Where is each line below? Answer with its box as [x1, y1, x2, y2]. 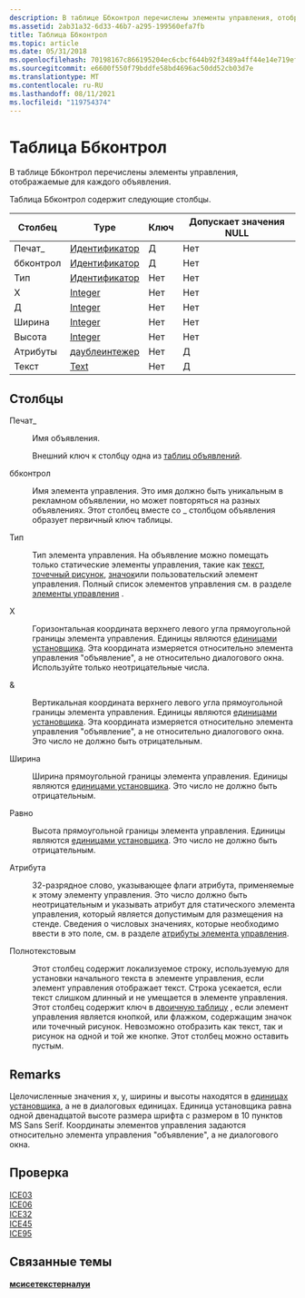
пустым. [32, 1040, 64, 1051]
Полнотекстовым [9, 946, 76, 957]
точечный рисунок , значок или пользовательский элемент [32, 569, 259, 580]
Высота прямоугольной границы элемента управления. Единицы [32, 825, 286, 836]
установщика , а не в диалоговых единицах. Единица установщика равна [9, 1100, 292, 1111]
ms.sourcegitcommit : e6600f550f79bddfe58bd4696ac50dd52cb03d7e [9, 64, 254, 74]
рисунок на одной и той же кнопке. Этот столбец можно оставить [32, 1031, 289, 1042]
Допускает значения [189, 215, 285, 228]
